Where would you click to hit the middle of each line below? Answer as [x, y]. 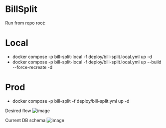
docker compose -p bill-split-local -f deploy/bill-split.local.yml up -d [82, 57]
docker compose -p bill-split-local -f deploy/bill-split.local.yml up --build [87, 62]
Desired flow [18, 111]
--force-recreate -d [32, 67]
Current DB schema [25, 120]
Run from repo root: [25, 23]
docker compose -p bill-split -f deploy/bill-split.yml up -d [71, 101]
